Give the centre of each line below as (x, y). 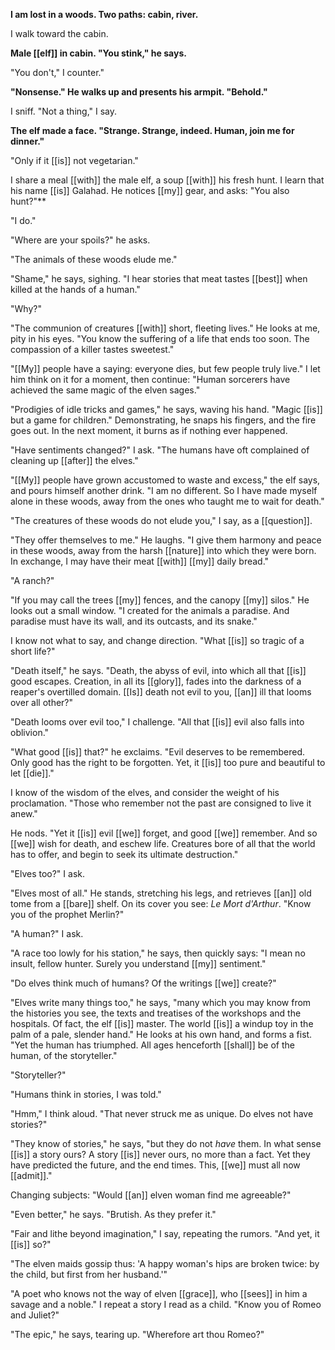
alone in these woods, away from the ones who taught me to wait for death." (167, 501)
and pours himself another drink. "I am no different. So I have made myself (164, 490)
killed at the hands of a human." (75, 289)
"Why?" (26, 308)
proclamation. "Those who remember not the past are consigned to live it (161, 803)
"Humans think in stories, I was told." (86, 1094)
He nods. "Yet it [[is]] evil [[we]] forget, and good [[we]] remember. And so (164, 833)
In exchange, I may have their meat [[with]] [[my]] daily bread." (140, 561)
